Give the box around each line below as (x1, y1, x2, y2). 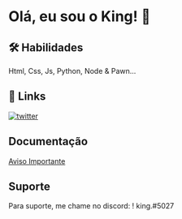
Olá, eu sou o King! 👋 (8, 7, 151, 26)
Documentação (8, 135, 88, 148)
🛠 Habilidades (8, 41, 84, 54)
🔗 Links (8, 89, 46, 104)
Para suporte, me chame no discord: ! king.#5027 (8, 201, 175, 211)
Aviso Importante (8, 156, 66, 165)
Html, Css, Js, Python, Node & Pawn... (8, 67, 136, 75)
